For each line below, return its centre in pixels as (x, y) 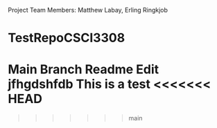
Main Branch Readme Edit (84, 70)
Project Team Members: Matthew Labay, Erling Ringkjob (88, 10)
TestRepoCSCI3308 (67, 38)
